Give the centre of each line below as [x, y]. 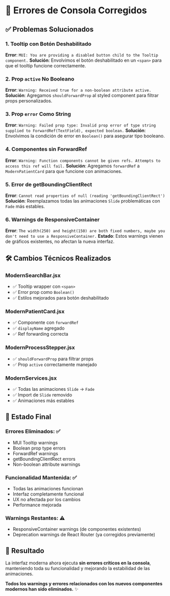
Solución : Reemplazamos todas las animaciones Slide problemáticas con [83, 201]
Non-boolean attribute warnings [46, 464]
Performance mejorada [37, 505]
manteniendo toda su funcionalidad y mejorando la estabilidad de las [78, 568]
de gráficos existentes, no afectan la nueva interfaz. [60, 241]
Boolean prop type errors [39, 448]
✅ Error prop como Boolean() [44, 292]
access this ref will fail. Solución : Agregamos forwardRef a [72, 166]
